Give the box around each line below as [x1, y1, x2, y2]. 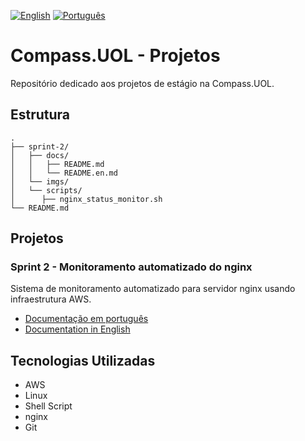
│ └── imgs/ [10, 176, 70, 187]
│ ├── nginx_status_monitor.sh [10, 194, 163, 204]
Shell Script [24, 400, 73, 412]
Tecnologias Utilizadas [10, 352, 156, 369]
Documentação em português [24, 313, 149, 325]
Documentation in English [24, 323, 131, 335]
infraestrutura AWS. [10, 293, 92, 305]
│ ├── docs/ [10, 150, 70, 160]
